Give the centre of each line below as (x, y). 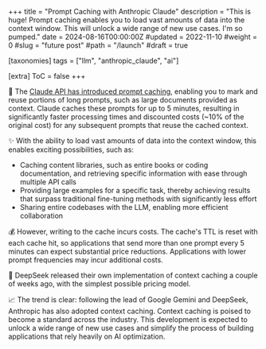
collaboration (41, 215)
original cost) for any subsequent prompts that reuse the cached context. (128, 125)
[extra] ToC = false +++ (47, 76)
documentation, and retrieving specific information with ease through (133, 173)
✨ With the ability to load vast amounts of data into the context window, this (133, 141)
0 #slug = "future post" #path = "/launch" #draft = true (98, 45)
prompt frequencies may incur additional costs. (86, 260)
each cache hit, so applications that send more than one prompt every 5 (127, 243)
